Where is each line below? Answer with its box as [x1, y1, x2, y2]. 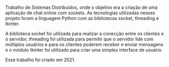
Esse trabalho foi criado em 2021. [5, 57, 75, 63]
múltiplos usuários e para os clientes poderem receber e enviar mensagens [5, 41, 164, 48]
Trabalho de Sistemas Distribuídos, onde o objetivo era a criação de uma [5, 5, 158, 10]
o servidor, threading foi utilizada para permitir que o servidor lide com [5, 36, 154, 42]
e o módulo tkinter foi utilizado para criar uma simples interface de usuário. [5, 47, 163, 53]
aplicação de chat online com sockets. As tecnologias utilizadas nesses [5, 10, 155, 16]
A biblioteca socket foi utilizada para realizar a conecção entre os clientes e [5, 31, 164, 36]
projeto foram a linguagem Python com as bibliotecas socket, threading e [5, 15, 159, 21]
